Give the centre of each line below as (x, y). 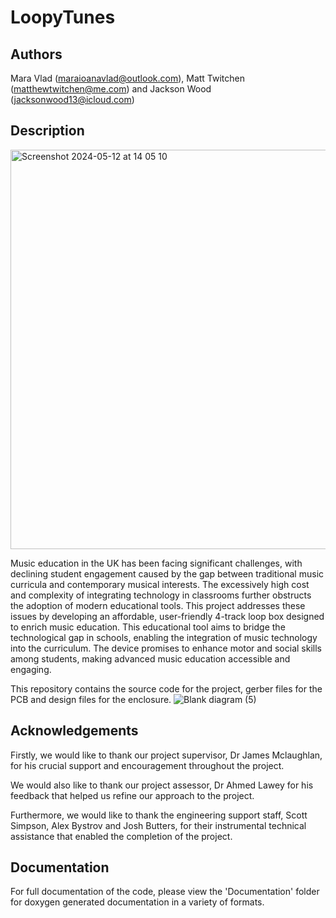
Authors (36, 54)
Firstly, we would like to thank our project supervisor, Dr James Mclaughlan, (166, 755)
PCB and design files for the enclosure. (91, 699)
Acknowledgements (74, 731)
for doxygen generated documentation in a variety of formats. (137, 902)
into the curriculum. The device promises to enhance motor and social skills (166, 648)
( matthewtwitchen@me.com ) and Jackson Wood (111, 89)
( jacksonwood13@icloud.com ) (72, 99)
